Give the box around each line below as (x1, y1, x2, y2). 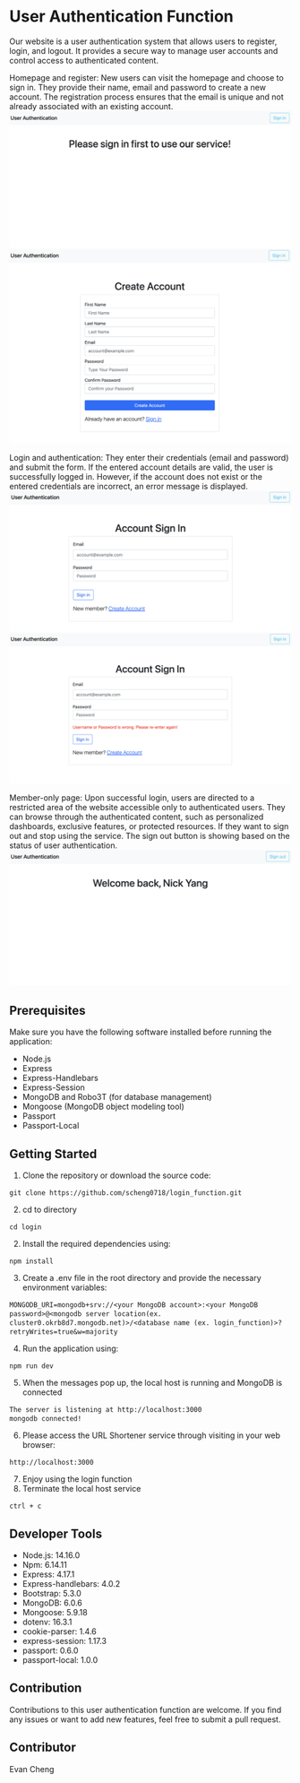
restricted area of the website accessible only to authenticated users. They (9, 802, 286, 813)
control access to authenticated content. (9, 55, 159, 65)
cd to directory (21, 1204, 78, 1216)
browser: (21, 1440, 56, 1450)
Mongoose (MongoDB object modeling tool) (21, 1101, 185, 1112)
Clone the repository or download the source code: (21, 1170, 211, 1181)
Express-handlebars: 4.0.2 (21, 1578, 121, 1588)
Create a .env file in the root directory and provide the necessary (21, 1273, 261, 1284)
